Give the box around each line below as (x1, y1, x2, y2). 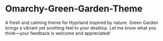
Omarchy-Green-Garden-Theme (5, 3, 143, 14)
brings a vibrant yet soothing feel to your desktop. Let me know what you (5, 24, 156, 30)
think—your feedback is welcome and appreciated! (5, 30, 111, 36)
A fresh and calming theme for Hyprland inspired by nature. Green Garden (5, 19, 158, 25)
